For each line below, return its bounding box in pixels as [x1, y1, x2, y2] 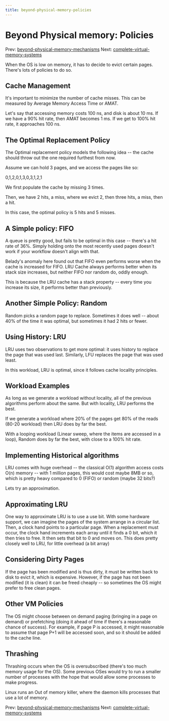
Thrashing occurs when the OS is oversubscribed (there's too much [5, 663, 147, 669]
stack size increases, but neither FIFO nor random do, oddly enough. [5, 269, 149, 275]
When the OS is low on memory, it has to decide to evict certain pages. [5, 62, 153, 68]
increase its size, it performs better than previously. [5, 284, 112, 290]
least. [5, 357, 17, 363]
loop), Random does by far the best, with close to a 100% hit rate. [5, 436, 142, 442]
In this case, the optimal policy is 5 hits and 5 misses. [5, 209, 116, 216]
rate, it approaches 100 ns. [5, 121, 61, 127]
